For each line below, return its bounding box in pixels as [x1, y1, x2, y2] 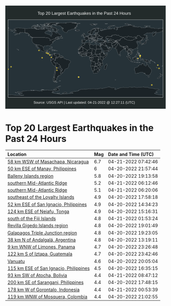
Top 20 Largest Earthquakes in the [5, 122, 154, 133]
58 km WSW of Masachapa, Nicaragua [7, 159, 89, 165]
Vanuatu [7, 258, 25, 264]
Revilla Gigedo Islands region [7, 223, 68, 229]
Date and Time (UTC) [108, 151, 154, 157]
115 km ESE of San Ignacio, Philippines [7, 265, 90, 271]
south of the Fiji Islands [7, 216, 56, 222]
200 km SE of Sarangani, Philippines [7, 279, 84, 286]
